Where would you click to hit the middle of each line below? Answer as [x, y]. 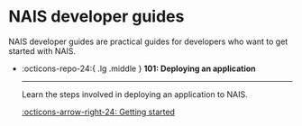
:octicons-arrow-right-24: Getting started [98, 112]
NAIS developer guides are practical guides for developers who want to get [148, 41]
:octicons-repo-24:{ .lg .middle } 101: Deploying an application [138, 68]
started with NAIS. [42, 50]
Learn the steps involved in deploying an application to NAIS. [135, 94]
